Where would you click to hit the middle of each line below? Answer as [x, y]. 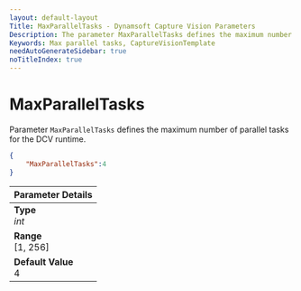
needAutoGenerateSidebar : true [68, 52]
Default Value [44, 261]
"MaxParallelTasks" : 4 [66, 164]
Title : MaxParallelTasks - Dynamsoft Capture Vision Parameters [132, 26]
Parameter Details [53, 194]
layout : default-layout [54, 18]
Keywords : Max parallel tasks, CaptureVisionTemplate [113, 43]
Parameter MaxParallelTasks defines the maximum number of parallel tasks [149, 129]
